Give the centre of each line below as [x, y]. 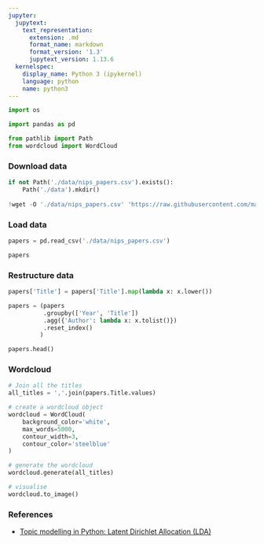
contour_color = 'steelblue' [66, 444]
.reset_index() [68, 328]
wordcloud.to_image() [44, 494]
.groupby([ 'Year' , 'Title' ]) [91, 313]
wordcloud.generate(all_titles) [61, 473]
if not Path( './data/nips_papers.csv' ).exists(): [91, 183]
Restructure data [41, 275]
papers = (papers [37, 305]
